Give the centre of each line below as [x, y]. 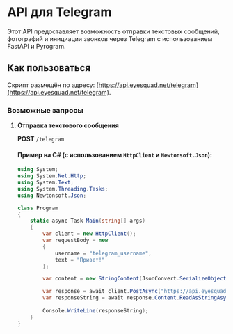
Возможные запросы [45, 110]
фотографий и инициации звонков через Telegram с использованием [110, 38]
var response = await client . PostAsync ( [102, 292]
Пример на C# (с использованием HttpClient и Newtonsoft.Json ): [114, 154]
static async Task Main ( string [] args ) [88, 221]
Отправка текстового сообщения [68, 125]
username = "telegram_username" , [103, 253]
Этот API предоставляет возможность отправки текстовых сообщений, [114, 31]
